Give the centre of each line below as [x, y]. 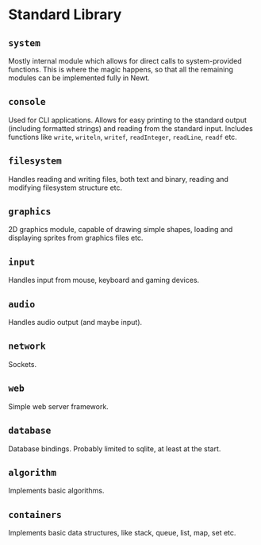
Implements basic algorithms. [56, 491]
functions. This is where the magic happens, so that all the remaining [121, 70]
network [27, 346]
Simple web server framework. [58, 406]
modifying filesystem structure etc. [65, 187]
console [27, 102]
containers [35, 514]
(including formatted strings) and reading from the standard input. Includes [131, 128]
